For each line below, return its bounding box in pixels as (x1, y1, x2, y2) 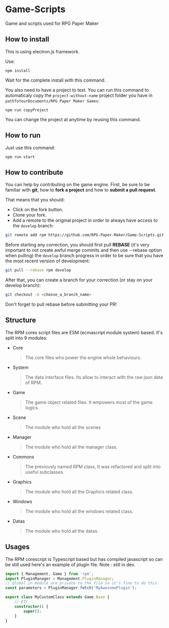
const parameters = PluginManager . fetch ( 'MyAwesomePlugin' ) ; (5, 585, 137, 590)
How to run (5, 131, 41, 140)
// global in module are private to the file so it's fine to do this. (5, 581, 159, 586)
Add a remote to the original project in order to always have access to (12, 217, 158, 224)
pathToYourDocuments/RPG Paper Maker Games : (5, 97, 100, 103)
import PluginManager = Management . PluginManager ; (5, 576, 114, 581)
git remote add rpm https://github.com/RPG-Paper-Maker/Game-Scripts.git (5, 232, 164, 238)
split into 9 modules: (5, 335, 48, 341)
